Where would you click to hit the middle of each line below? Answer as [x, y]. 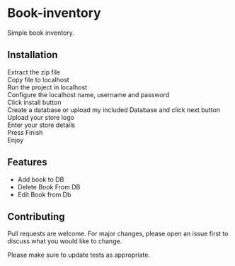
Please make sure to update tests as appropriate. [79, 255]
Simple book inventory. [41, 33]
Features [27, 162]
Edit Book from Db [44, 194]
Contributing [36, 217]
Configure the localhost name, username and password [88, 94]
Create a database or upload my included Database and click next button [114, 110]
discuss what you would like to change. [65, 241]
